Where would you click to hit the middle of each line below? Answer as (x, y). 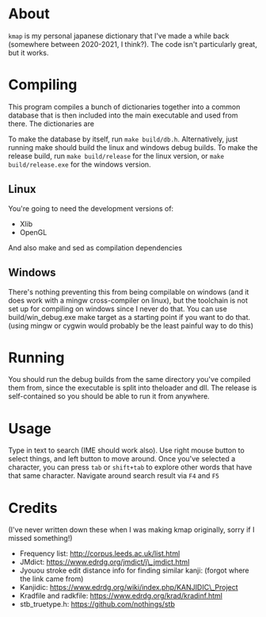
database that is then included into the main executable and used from (123, 115)
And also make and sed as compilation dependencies (95, 248)
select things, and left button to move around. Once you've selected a (122, 459)
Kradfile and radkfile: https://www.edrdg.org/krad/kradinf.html (121, 596)
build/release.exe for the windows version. (80, 164)
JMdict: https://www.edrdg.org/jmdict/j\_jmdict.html (104, 562)
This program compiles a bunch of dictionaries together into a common (124, 106)
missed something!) (40, 538)
